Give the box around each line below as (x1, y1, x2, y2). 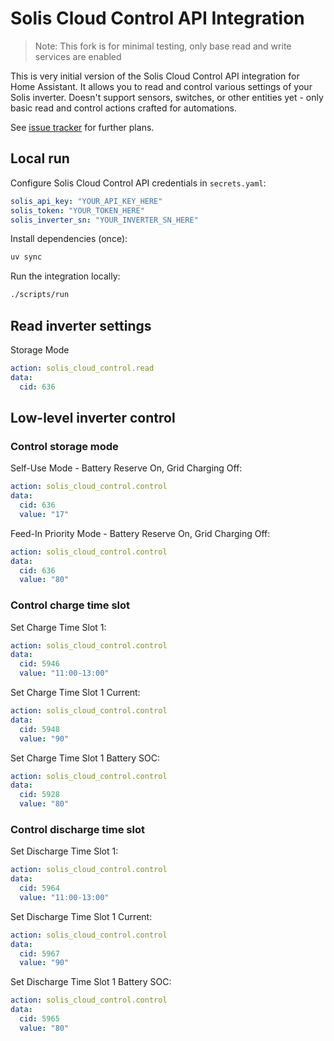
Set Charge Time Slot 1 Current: (10, 687, 141, 699)
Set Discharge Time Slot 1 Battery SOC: (10, 976, 172, 988)
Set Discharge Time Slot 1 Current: (10, 910, 153, 922)
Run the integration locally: (10, 270, 121, 282)
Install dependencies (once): (10, 233, 128, 245)
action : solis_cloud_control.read (10, 363, 155, 373)
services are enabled (34, 50, 122, 62)
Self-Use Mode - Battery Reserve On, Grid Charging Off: (10, 462, 243, 474)
